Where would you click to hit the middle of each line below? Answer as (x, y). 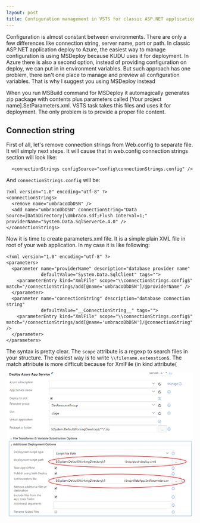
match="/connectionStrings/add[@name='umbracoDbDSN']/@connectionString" (100, 322)
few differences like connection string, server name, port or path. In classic (98, 43)
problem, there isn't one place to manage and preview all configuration (93, 75)
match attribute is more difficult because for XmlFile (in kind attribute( (92, 364)
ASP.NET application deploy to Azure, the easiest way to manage (86, 49)
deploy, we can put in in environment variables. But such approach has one (99, 68)
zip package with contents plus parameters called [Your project (84, 99)
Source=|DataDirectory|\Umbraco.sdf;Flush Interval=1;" (77, 216)
